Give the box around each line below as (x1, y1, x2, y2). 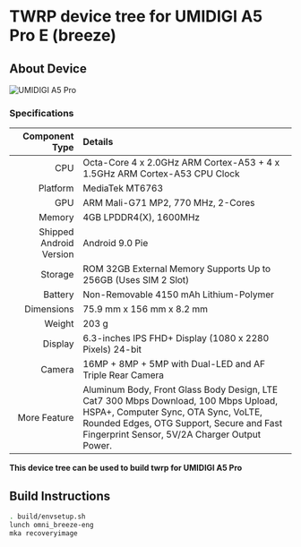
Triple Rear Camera (82, 369, 164, 381)
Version (41, 248, 74, 261)
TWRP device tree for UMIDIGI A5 (9, 6, 262, 27)
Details (82, 136, 114, 149)
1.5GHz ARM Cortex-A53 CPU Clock (82, 167, 240, 180)
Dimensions (24, 303, 74, 315)
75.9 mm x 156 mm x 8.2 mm (82, 303, 209, 315)
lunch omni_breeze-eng (9, 520, 94, 529)
